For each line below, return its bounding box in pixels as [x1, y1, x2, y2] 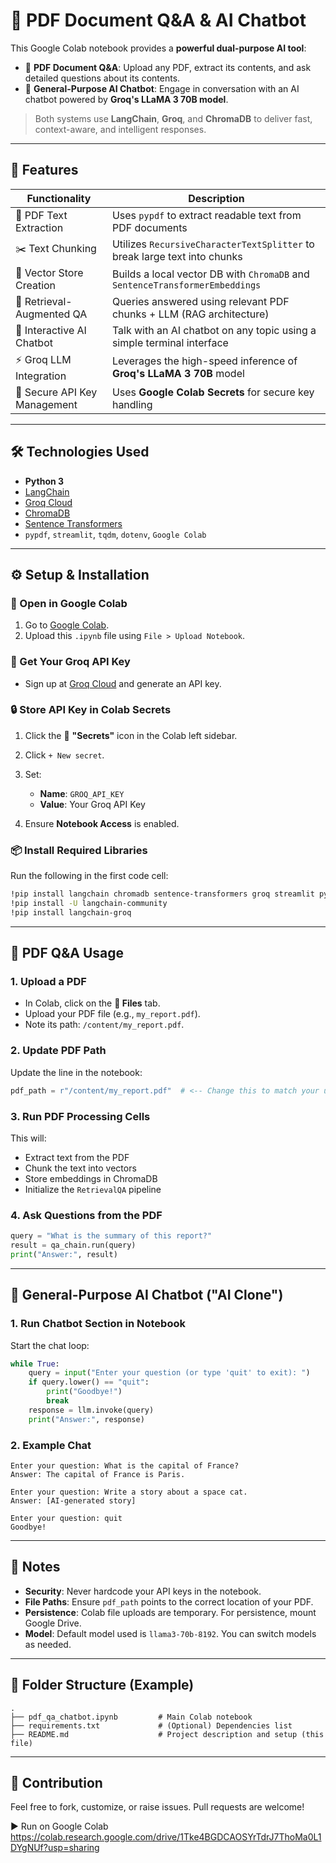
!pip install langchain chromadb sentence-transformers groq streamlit [10, 889, 315, 899]
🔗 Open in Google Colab [10, 596, 128, 610]
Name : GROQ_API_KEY [39, 787, 125, 799]
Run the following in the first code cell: [10, 870, 169, 882]
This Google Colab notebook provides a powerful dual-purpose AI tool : [10, 42, 307, 54]
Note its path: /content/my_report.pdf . [24, 1019, 185, 1031]
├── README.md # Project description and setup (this [10, 1729, 325, 1739]
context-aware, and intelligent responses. [34, 123, 207, 135]
